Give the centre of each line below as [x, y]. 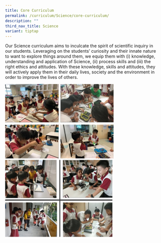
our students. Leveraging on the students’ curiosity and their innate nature [81, 51]
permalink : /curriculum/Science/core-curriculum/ [57, 16]
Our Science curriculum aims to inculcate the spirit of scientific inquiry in [79, 46]
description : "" [22, 21]
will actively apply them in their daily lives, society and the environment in [80, 72]
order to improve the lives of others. [41, 77]
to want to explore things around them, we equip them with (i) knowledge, [80, 56]
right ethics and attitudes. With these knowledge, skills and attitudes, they [80, 67]
